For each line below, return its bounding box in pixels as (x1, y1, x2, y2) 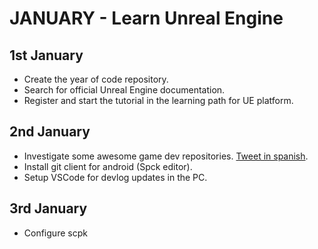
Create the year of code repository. (23, 73, 169, 85)
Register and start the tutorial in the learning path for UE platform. (23, 95, 294, 106)
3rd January (9, 200, 88, 217)
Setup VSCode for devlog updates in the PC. (23, 171, 208, 183)
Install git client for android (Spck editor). (23, 160, 193, 172)
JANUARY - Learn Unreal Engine (9, 7, 284, 30)
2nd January (9, 123, 91, 141)
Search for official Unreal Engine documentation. (23, 84, 226, 96)
